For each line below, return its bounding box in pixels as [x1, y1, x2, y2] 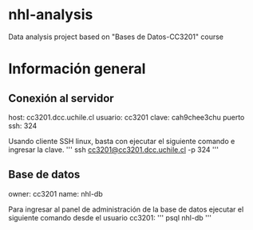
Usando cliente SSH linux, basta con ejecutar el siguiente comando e [8, 136, 235, 146]
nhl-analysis [8, 6, 93, 24]
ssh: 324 [8, 121, 38, 131]
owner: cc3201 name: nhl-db [8, 189, 103, 198]
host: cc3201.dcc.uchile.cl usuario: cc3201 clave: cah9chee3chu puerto [8, 112, 245, 122]
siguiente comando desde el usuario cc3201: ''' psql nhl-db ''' [8, 212, 212, 222]
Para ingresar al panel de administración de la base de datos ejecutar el [8, 205, 244, 214]
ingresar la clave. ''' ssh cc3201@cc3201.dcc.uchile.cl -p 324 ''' [8, 145, 219, 154]
